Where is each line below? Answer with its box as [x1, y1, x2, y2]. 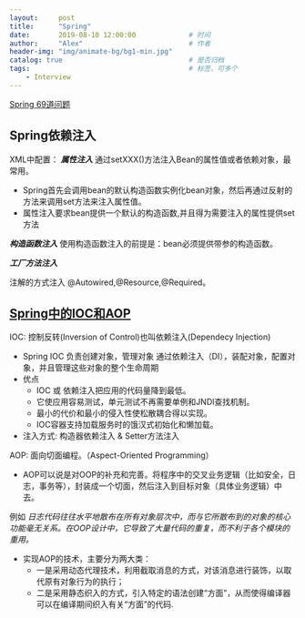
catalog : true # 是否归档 [9, 56, 225, 65]
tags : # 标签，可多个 [9, 65, 239, 74]
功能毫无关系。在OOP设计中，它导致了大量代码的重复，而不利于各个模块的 [9, 522, 290, 533]
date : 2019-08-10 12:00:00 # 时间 [9, 30, 211, 39]
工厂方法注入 [9, 257, 57, 268]
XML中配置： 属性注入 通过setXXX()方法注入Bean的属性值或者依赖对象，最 [9, 154, 291, 165]
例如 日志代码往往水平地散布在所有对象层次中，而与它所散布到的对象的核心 [9, 512, 291, 522]
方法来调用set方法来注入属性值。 [22, 196, 147, 207]
